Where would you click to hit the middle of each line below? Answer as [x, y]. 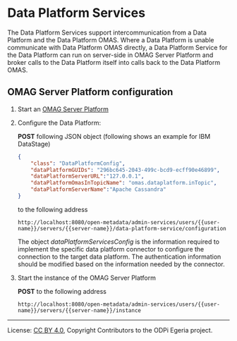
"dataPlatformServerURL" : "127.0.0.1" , [87, 176]
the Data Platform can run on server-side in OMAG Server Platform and [110, 55]
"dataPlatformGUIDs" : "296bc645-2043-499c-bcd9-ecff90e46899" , [126, 170]
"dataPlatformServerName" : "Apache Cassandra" [99, 190]
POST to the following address [62, 291]
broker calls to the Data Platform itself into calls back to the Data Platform [114, 62]
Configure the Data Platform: [59, 123]
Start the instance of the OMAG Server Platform [87, 278]
